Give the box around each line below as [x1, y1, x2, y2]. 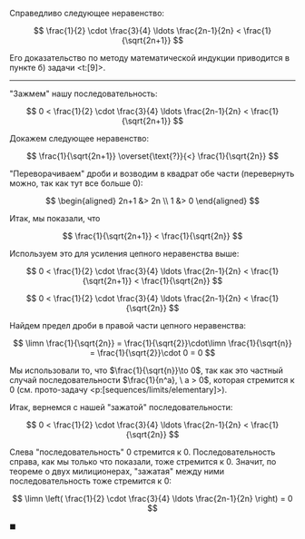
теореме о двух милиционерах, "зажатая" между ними [9, 466, 225, 476]
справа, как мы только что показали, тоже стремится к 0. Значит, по [9, 456, 277, 466]
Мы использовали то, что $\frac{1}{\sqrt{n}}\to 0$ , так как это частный [9, 365, 283, 376]
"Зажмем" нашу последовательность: [9, 88, 158, 99]
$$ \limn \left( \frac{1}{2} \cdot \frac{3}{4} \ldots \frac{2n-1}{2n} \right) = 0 [12, 494, 293, 504]
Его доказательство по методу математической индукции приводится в [9, 53, 290, 63]
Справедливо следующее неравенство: [9, 8, 165, 18]
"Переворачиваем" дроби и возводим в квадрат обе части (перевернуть [9, 168, 295, 179]
